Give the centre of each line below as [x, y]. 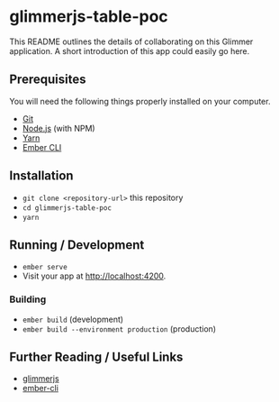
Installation [41, 176]
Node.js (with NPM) [59, 128]
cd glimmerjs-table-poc [67, 208]
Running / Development [77, 245]
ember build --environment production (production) [119, 329]
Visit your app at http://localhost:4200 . [94, 276]
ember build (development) [73, 319]
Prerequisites [48, 80]
